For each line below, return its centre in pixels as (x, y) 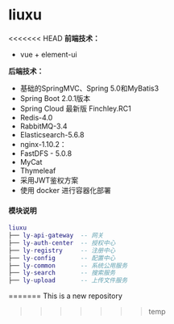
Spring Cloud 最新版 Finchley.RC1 (75, 108)
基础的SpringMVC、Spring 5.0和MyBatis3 (89, 88)
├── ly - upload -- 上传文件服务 (68, 280)
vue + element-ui (49, 54)
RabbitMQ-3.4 (43, 126)
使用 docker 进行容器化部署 (65, 190)
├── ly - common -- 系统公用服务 (68, 265)
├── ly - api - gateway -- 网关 (56, 236)
